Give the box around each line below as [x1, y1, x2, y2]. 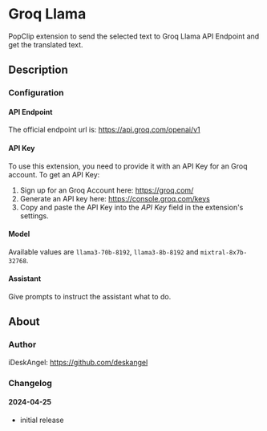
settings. [19, 210, 50, 221]
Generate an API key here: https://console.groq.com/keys [19, 193, 210, 203]
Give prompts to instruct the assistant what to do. [8, 292, 172, 302]
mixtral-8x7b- [200, 248, 248, 257]
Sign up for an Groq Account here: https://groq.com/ [19, 185, 194, 195]
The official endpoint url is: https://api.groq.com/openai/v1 [8, 125, 200, 135]
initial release [19, 415, 64, 425]
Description [8, 63, 68, 77]
